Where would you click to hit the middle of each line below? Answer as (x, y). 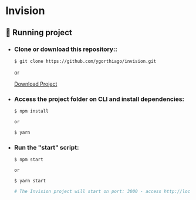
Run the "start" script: (46, 147)
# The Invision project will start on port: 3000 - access (88, 191)
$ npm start (28, 160)
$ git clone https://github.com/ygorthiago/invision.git (85, 61)
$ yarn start (30, 181)
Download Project (36, 84)
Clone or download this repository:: (66, 49)
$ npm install (31, 111)
